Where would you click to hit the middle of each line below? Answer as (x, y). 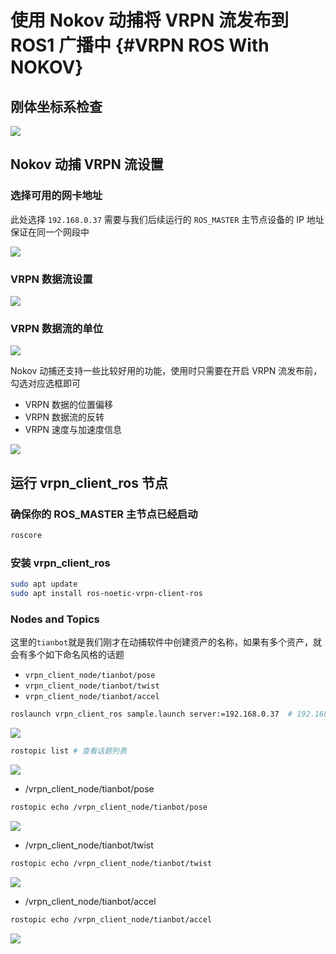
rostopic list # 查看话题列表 (68, 751)
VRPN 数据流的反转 (64, 417)
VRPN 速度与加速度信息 (73, 430)
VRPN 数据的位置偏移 (68, 405)
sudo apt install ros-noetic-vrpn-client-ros (106, 594)
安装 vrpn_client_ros (60, 563)
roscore (26, 535)
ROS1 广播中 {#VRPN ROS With (140, 45)
